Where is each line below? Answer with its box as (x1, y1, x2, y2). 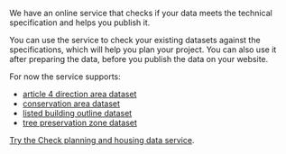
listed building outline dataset (22, 108, 133, 118)
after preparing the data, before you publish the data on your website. (9, 54, 269, 64)
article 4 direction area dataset (22, 89, 137, 99)
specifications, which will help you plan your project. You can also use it (9, 44, 277, 55)
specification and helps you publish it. (9, 17, 151, 28)
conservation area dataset (22, 98, 120, 109)
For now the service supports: (9, 71, 122, 82)
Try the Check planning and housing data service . (9, 135, 195, 145)
